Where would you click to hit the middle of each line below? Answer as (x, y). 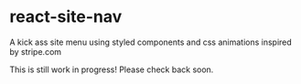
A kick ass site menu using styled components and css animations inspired (151, 42)
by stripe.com (36, 51)
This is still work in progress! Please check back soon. (112, 69)
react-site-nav (66, 17)
